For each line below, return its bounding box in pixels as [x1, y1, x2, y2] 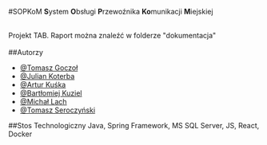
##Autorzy [8, 48, 44, 57]
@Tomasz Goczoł [19, 63, 78, 72]
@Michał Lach [19, 97, 67, 106]
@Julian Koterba [19, 72, 75, 80]
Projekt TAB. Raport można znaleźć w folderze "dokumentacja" [8, 31, 217, 40]
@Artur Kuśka [19, 80, 66, 89]
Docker [8, 129, 33, 139]
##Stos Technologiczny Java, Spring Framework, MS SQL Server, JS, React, [8, 121, 260, 130]
